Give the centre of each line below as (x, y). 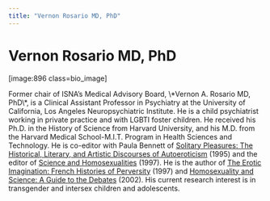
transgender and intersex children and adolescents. (94, 188)
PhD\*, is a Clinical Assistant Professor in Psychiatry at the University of (127, 103)
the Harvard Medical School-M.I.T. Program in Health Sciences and (120, 136)
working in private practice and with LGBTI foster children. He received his (132, 119)
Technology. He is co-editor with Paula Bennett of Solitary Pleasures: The (131, 145)
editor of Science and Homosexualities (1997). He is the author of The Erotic (135, 162)
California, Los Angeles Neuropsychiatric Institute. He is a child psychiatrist (133, 111)
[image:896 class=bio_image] (58, 78)
